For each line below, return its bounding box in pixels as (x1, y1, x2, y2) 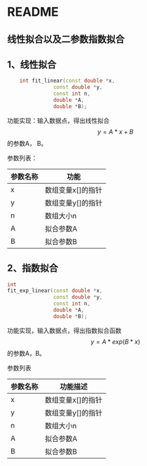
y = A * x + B (97, 127, 134, 136)
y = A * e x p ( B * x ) (90, 337, 141, 346)
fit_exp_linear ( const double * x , (7, 287, 103, 295)
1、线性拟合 (7, 59, 57, 70)
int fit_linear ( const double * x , (19, 77, 115, 85)
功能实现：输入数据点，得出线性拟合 (7, 116, 110, 125)
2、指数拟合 (7, 262, 58, 274)
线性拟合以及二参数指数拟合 (7, 33, 125, 45)
